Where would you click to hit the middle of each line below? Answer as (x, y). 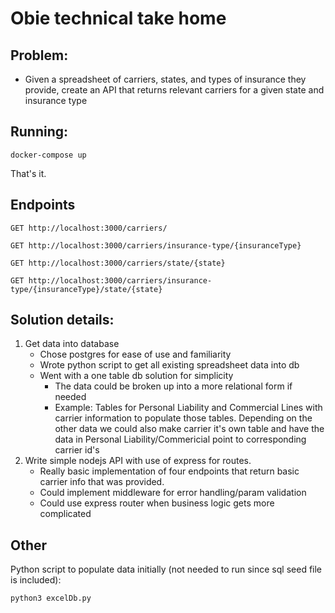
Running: (39, 132)
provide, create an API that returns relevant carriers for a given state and (174, 90)
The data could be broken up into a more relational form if (173, 386)
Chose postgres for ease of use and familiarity (135, 354)
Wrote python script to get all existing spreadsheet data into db (169, 365)
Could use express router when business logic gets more (157, 503)
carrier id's (77, 450)
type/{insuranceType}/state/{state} (86, 289)
